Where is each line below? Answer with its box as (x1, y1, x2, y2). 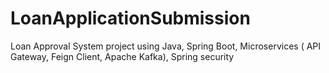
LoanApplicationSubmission (10, 7, 251, 30)
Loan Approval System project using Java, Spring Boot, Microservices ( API (10, 40, 322, 52)
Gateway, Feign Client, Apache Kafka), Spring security (10, 50, 235, 62)
